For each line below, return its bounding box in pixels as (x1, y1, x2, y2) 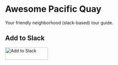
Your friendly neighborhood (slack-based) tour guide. (5, 20, 114, 26)
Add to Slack (5, 34, 45, 42)
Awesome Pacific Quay (5, 3, 102, 15)
